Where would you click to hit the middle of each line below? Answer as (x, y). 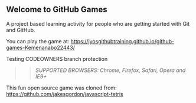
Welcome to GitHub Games (57, 10)
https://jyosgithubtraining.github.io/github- (122, 41)
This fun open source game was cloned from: (61, 88)
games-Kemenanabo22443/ (41, 47)
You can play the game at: (38, 41)
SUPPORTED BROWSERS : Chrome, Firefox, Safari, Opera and (110, 70)
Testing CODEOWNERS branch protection (57, 59)
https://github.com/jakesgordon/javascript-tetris (65, 94)
